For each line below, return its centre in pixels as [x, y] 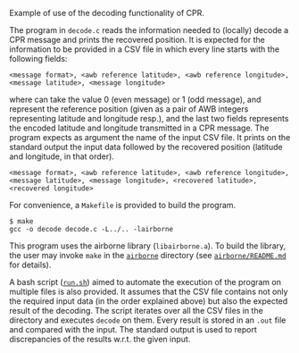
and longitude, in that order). [62, 156]
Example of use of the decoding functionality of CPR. [107, 13]
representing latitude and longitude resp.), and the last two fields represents [149, 118]
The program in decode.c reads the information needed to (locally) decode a [149, 30]
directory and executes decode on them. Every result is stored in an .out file [148, 320]
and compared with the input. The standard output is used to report [133, 329]
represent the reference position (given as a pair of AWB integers [129, 109]
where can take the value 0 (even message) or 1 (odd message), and [135, 99]
